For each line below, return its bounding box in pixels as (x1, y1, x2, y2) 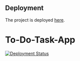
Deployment (5, 4, 44, 12)
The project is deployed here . (5, 17, 65, 23)
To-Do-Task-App (5, 34, 76, 45)
